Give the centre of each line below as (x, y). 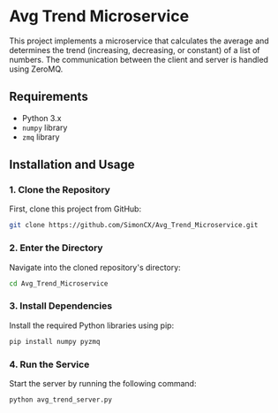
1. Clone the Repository (60, 190)
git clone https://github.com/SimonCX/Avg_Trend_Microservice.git (134, 226)
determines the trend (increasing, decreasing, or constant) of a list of (135, 50)
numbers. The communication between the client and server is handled (139, 59)
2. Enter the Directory (56, 248)
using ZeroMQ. (36, 69)
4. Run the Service (49, 364)
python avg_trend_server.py (61, 400)
